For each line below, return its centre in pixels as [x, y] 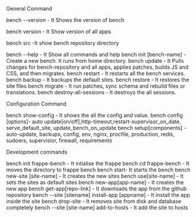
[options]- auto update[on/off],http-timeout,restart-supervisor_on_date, [94, 122]
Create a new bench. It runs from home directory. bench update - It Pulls [95, 61]
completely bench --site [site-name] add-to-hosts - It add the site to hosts [97, 208]
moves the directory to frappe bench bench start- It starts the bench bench [98, 170]
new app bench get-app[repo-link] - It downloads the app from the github [97, 189]
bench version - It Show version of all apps [59, 31]
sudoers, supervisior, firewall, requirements [59, 141]
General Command [29, 9]
